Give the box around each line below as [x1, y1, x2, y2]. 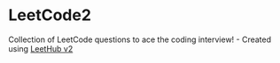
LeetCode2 [8, 5, 92, 25]
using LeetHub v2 [8, 43, 74, 53]
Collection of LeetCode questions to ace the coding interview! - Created [8, 34, 272, 45]
